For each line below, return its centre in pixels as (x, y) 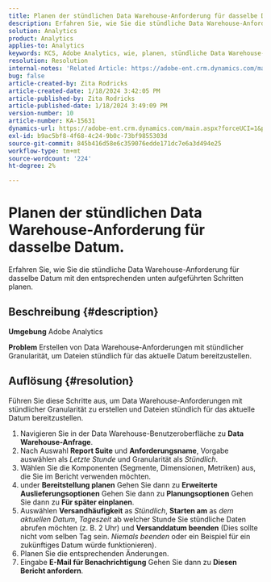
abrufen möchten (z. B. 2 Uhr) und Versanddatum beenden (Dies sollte (139, 528)
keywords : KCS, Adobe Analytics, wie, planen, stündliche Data (117, 53)
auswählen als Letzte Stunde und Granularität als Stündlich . (119, 459)
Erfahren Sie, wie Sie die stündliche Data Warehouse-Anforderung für (124, 270)
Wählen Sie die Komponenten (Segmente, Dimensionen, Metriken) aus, (138, 467)
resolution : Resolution (48, 61)
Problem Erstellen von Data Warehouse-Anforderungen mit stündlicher (126, 347)
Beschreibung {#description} (83, 312)
